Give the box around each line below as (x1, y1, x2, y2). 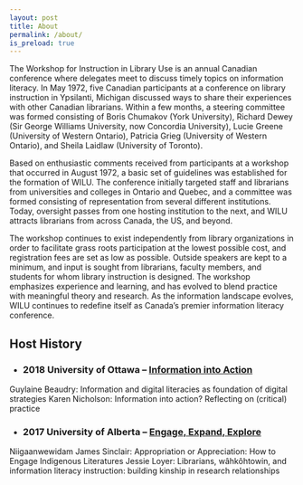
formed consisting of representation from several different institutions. (9, 196, 271, 207)
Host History (9, 336, 83, 351)
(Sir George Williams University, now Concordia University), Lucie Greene (9, 121, 283, 132)
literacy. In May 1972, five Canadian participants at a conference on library (9, 82, 287, 93)
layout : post (9, 13, 59, 23)
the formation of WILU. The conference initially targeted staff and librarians (9, 177, 289, 188)
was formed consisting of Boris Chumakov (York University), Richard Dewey (9, 111, 294, 122)
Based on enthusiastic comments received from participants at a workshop (9, 157, 289, 168)
